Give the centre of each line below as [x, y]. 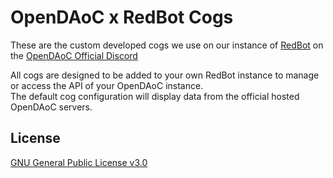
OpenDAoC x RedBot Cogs [122, 17]
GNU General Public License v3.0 [79, 162]
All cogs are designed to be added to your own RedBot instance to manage [165, 75]
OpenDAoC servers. [51, 107]
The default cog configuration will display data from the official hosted [155, 96]
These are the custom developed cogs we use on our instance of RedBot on [167, 45]
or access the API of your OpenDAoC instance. [107, 85]
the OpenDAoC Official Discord [74, 55]
